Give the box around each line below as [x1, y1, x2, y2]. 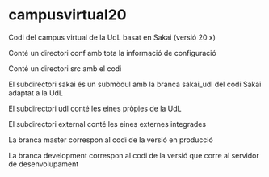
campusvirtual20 [8, 6, 127, 24]
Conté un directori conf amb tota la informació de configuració [8, 48, 216, 57]
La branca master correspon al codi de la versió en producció [8, 135, 214, 145]
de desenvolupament [8, 159, 79, 169]
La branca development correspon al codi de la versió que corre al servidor [8, 150, 260, 160]
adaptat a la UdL [8, 87, 63, 98]
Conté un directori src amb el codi [8, 63, 122, 74]
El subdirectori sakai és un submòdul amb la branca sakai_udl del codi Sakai [8, 79, 262, 89]
